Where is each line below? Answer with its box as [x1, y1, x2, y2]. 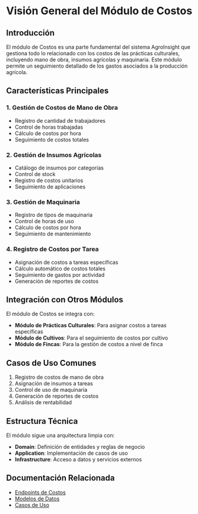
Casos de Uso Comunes [6, 357, 97, 368]
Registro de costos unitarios [14, 177, 84, 184]
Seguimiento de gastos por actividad [14, 271, 105, 278]
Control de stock [14, 170, 56, 177]
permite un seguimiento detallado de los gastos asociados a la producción [6, 62, 188, 69]
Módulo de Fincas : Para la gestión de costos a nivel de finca [14, 341, 163, 348]
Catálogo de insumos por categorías [14, 164, 104, 171]
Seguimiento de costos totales [14, 136, 89, 143]
